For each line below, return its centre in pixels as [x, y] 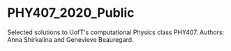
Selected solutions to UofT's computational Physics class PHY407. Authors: [116, 32]
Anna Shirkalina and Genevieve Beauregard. [70, 39]
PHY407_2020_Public [71, 13]
